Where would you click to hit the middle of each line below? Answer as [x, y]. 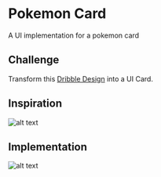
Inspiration [35, 104]
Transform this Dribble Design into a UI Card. [80, 78]
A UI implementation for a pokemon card [74, 35]
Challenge [34, 60]
